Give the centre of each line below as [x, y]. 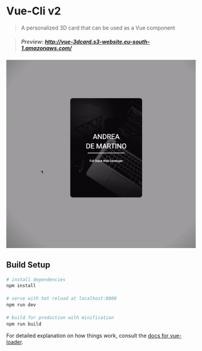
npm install [21, 286]
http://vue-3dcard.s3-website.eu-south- [97, 42]
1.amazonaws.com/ [46, 48]
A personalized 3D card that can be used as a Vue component [98, 28]
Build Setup [28, 265]
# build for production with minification [60, 317]
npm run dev [21, 305]
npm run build [24, 324]
